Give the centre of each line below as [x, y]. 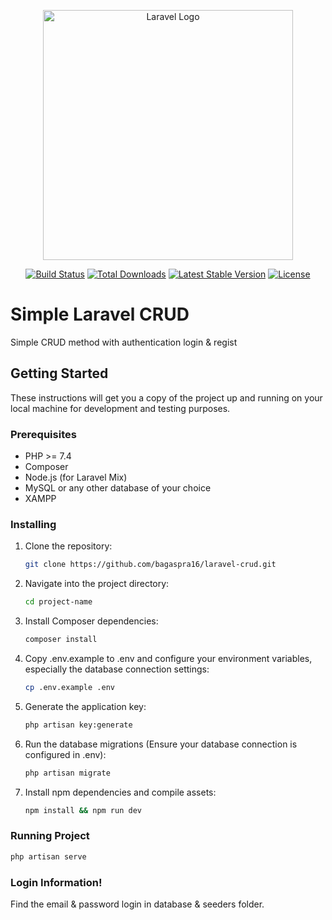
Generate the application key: [85, 706]
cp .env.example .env [69, 687]
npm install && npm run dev [83, 810]
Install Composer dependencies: [91, 621]
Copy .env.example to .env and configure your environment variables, [168, 658]
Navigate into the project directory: [97, 584]
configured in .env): [65, 754]
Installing [33, 524]
